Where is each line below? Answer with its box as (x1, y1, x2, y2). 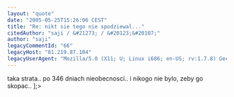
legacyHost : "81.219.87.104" (7, 49, 92, 56)
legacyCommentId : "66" (7, 42, 73, 49)
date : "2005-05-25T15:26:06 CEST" (7, 17, 108, 24)
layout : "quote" (7, 10, 54, 17)
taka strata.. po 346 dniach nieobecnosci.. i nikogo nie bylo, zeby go (7, 74, 203, 82)
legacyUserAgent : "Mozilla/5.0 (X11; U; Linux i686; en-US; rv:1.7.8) (7, 55, 217, 62)
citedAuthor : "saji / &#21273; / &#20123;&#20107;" (7, 29, 160, 37)
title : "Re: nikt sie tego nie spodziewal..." (7, 23, 145, 30)
